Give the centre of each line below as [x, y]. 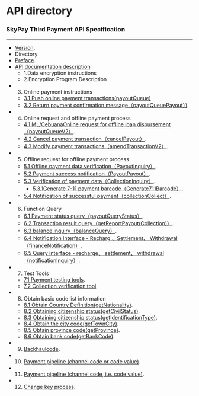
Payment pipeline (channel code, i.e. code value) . [84, 374]
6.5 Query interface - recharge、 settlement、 [80, 253]
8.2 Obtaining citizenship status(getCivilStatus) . [82, 311]
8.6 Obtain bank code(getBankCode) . [69, 337]
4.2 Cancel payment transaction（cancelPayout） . [85, 139]
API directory [39, 11]
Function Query [43, 209]
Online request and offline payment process [77, 118]
